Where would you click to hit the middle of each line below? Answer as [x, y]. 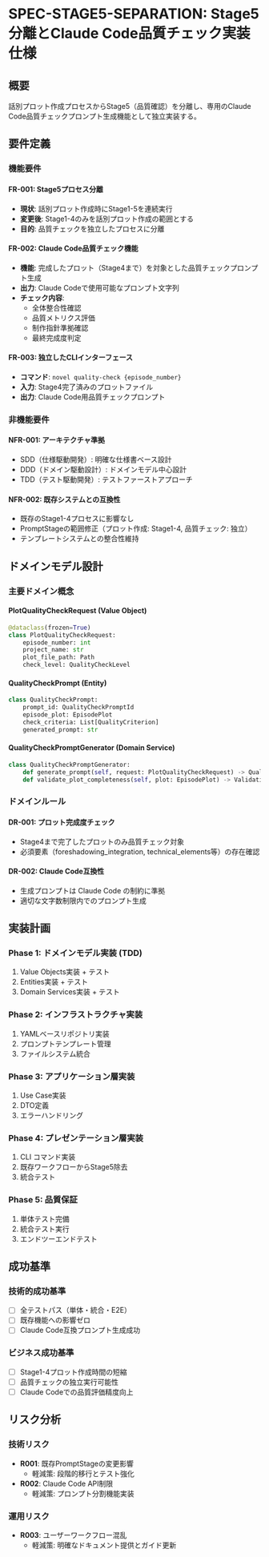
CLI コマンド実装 [48, 1157]
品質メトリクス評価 [64, 318]
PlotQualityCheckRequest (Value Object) [78, 611]
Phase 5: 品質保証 [43, 1200]
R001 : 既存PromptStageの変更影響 [76, 1463]
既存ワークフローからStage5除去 [74, 1167]
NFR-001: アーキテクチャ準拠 [57, 440]
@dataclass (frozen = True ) [50, 628]
